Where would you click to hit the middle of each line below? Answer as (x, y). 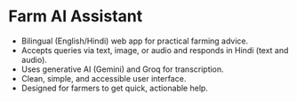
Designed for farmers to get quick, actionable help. (114, 88)
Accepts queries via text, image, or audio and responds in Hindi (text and (155, 50)
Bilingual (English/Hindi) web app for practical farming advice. (135, 41)
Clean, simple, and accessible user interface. (104, 78)
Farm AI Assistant (76, 16)
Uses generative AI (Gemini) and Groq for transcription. (122, 69)
